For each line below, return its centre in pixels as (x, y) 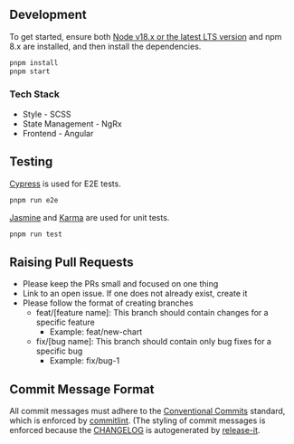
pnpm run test (36, 234)
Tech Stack (35, 94)
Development (48, 15)
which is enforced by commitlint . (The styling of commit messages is (138, 420)
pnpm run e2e (34, 200)
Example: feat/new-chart (96, 332)
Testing (31, 162)
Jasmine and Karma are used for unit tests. (90, 217)
